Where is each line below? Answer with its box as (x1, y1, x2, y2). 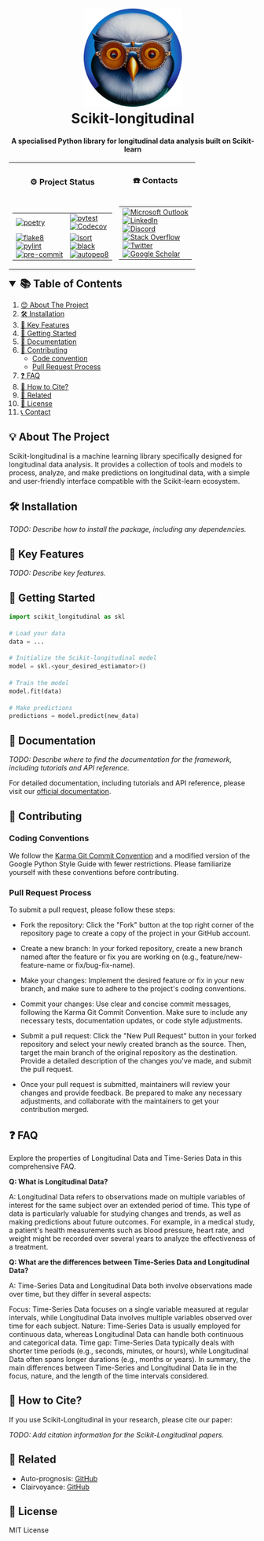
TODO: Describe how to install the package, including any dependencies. (9, 525, 247, 534)
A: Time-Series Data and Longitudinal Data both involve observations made (9, 1280, 253, 1290)
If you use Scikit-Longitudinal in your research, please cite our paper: (9, 1415, 233, 1424)
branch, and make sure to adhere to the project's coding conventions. (20, 984, 247, 994)
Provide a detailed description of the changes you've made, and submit (20, 1056, 252, 1066)
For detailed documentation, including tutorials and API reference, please (9, 778, 246, 788)
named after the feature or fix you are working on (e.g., (20, 952, 199, 961)
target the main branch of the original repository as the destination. (20, 1048, 238, 1057)
